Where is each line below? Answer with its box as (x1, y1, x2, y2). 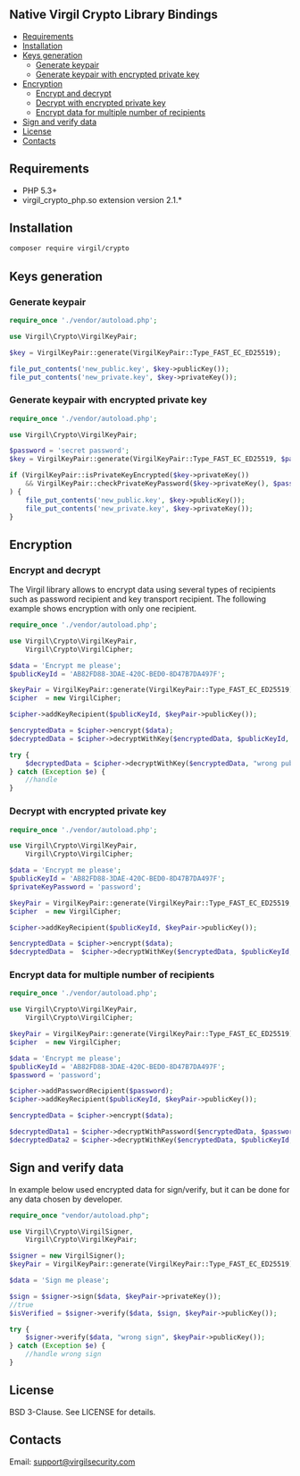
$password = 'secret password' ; (9, 446, 129, 455)
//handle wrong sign (25, 1350, 102, 1359)
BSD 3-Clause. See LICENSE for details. (9, 1406, 156, 1417)
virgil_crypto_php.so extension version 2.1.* (21, 194, 183, 205)
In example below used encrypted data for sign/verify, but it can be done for (9, 1184, 290, 1194)
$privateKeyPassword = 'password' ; (9, 882, 142, 891)
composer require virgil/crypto (9, 244, 129, 253)
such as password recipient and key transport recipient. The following (9, 594, 266, 604)
